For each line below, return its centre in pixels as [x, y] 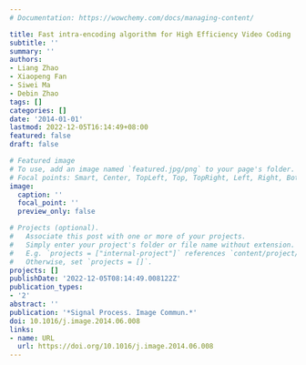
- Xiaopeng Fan [38, 77]
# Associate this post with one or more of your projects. [128, 237]
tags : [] [26, 102]
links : [22, 330]
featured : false [40, 136]
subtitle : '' [34, 43]
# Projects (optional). [55, 228]
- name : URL [32, 338]
